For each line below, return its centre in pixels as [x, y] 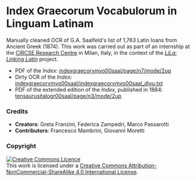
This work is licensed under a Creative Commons [67, 166]
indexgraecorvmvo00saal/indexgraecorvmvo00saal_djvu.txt [89, 83]
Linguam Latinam [50, 24]
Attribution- [143, 166]
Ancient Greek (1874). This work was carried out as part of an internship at [98, 46]
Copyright [21, 146]
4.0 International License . [107, 171]
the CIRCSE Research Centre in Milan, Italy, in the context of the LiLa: [92, 52]
